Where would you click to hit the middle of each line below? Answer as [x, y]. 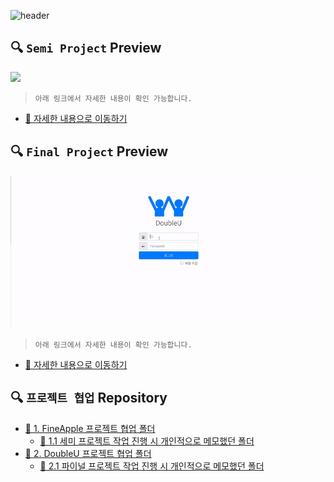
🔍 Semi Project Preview [86, 48]
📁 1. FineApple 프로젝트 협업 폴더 [90, 428]
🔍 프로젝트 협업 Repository [89, 398]
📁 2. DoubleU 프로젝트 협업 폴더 [88, 453]
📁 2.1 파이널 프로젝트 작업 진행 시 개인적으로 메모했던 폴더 [152, 466]
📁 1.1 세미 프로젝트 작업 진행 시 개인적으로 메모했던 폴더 [147, 441]
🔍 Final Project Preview [89, 151]
